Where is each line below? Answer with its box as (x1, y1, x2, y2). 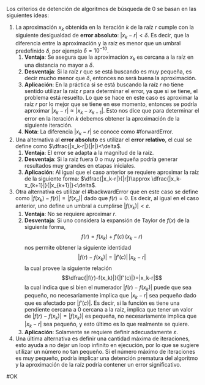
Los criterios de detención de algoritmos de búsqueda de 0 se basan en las (6, 6, 197, 12)
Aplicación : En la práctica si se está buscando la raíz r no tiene (24, 81, 184, 88)
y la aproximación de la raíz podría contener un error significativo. (15, 361, 182, 368)
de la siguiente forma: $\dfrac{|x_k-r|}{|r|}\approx (24, 174, 151, 182)
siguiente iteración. (24, 121, 73, 129)
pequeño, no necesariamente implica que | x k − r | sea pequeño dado (24, 291, 197, 301)
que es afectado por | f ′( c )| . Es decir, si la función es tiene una (24, 299, 180, 307)
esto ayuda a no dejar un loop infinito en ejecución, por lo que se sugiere (15, 342, 199, 349)
